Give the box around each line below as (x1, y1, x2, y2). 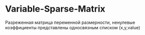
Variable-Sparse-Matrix (5, 3, 105, 15)
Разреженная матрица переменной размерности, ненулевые (5, 19, 135, 25)
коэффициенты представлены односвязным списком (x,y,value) (5, 24, 141, 30)
